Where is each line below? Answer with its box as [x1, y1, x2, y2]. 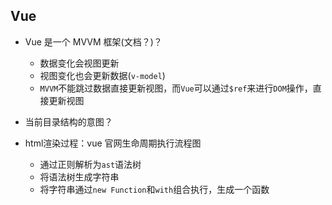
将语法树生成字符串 [39, 170, 120, 183]
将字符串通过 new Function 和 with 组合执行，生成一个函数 [39, 183, 270, 195]
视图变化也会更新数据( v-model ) [39, 69, 166, 81]
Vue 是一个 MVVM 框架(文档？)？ [24, 35, 163, 48]
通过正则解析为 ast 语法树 [39, 158, 142, 170]
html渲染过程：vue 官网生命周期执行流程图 [24, 137, 202, 149]
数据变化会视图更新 [39, 57, 120, 69]
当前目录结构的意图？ [24, 115, 113, 128]
